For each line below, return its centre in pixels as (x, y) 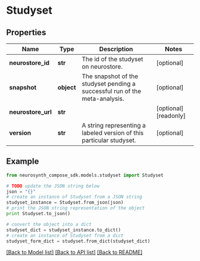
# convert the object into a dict (49, 224)
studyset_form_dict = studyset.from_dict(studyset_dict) (78, 241)
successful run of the (112, 91)
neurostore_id (29, 63)
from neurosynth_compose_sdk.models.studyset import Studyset (85, 175)
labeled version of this (113, 133)
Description (116, 49)
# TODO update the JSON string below (53, 186)
